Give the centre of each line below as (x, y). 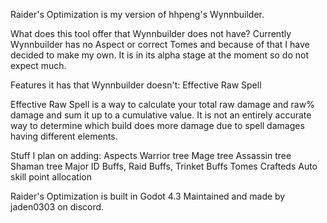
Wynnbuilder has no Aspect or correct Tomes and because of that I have (160, 44)
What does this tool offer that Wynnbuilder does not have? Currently (151, 33)
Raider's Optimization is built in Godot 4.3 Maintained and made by (148, 196)
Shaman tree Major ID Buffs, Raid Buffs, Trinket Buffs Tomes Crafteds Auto (164, 166)
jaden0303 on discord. (57, 207)
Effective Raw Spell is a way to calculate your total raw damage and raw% (162, 104)
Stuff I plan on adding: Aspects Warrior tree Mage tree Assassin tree (151, 155)
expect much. (38, 65)
